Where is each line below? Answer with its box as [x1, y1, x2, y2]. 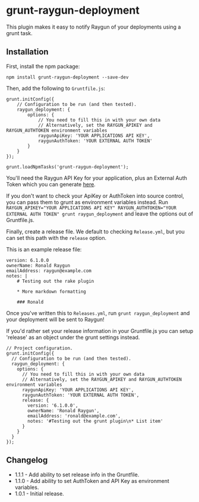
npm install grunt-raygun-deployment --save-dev [6, 74, 129, 80]
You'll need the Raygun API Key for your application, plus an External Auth [6, 174, 187, 182]
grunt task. [6, 29, 33, 36]
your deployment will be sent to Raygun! [6, 316, 105, 323]
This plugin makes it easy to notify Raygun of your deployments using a [6, 23, 181, 30]
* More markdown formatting [17, 288, 86, 295]
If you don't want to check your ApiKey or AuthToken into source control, [6, 192, 184, 199]
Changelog [6, 455, 48, 465]
